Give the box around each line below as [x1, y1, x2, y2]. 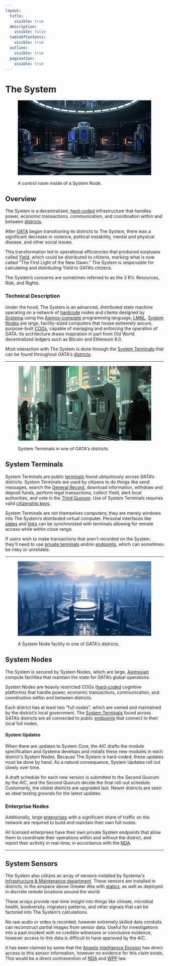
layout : [5, 8, 22, 13]
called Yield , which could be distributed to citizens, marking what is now [5, 254, 155, 260]
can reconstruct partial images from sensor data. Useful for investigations [5, 924, 158, 930]
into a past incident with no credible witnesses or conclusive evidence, [5, 930, 152, 936]
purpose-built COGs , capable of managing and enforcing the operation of [5, 325, 158, 332]
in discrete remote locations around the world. [5, 889, 101, 895]
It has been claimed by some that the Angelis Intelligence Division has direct [5, 945, 163, 951]
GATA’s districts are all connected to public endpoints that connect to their [5, 715, 158, 721]
